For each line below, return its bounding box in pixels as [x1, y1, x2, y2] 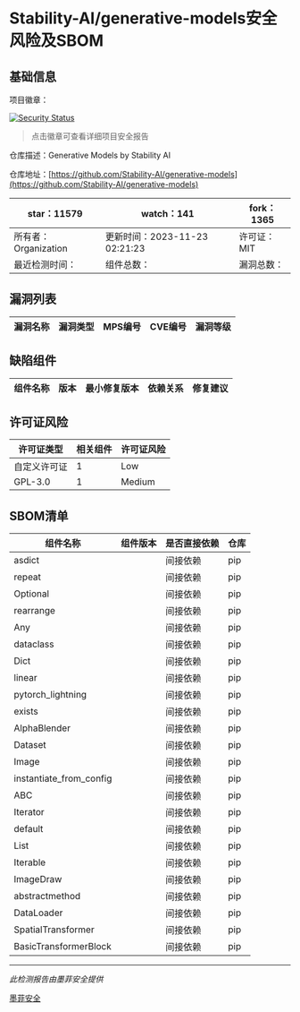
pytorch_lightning [13, 689, 87, 701]
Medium [121, 476, 155, 488]
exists [13, 705, 38, 717]
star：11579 [27, 208, 83, 219]
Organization [13, 243, 69, 254]
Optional [13, 587, 50, 600]
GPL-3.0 [13, 476, 51, 488]
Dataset [13, 739, 46, 751]
